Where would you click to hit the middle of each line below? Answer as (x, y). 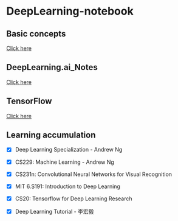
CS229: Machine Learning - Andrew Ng (64, 162)
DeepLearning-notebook (70, 11)
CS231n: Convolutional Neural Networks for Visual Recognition (93, 174)
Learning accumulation (51, 135)
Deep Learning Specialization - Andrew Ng (69, 150)
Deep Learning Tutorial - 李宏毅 (54, 211)
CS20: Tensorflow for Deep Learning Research (74, 198)
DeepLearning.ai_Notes (52, 67)
